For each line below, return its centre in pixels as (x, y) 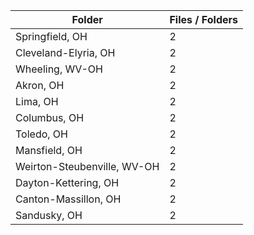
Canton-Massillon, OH (68, 199)
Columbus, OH (50, 117)
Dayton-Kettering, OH (67, 182)
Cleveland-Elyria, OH (65, 52)
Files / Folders (203, 19)
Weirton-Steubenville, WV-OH (87, 166)
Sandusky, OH (49, 215)
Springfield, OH (51, 36)
